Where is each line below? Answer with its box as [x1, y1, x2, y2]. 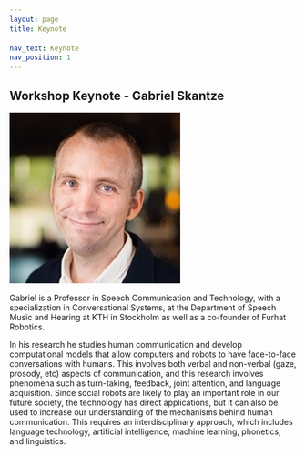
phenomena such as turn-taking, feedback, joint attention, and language [9, 378, 281, 389]
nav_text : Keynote [9, 44, 79, 53]
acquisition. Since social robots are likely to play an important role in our [9, 387, 280, 398]
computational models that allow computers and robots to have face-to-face [9, 349, 296, 360]
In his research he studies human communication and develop [9, 339, 243, 350]
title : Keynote [9, 24, 67, 34]
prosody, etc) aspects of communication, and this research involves [9, 368, 264, 379]
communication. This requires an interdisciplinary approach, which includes [9, 416, 293, 427]
